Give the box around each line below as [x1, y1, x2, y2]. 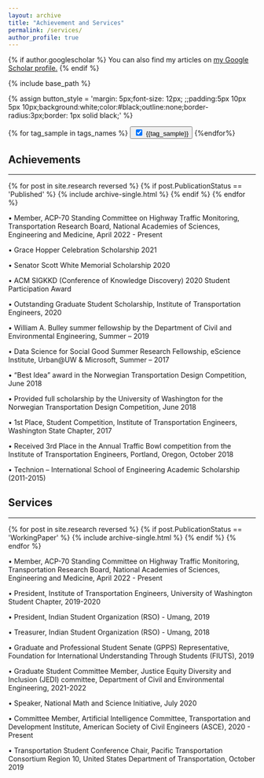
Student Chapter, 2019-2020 [8, 597, 101, 606]
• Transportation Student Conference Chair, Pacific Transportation [8, 746, 223, 755]
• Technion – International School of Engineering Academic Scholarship [8, 465, 240, 475]
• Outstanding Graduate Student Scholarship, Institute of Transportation [8, 300, 241, 309]
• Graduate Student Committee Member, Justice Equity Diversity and [8, 666, 232, 676]
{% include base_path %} [8, 79, 91, 88]
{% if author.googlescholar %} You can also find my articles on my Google [8, 55, 249, 65]
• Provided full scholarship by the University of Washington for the [8, 394, 224, 404]
